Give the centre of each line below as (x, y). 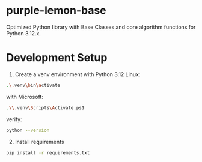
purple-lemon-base (56, 10)
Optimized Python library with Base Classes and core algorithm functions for (101, 27)
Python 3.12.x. (23, 33)
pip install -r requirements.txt (48, 153)
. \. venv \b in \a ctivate (33, 85)
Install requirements (39, 142)
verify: (14, 119)
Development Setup (57, 58)
